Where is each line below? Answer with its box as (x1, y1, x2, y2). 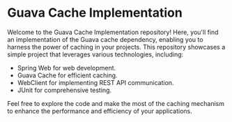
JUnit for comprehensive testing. (17, 86, 112, 94)
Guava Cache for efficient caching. (17, 71, 118, 79)
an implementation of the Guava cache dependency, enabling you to (7, 35, 203, 43)
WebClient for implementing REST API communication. (17, 78, 174, 86)
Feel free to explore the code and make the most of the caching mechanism (7, 99, 225, 107)
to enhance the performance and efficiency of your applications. (7, 107, 193, 115)
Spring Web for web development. (17, 63, 116, 72)
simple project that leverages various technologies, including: (7, 50, 184, 59)
